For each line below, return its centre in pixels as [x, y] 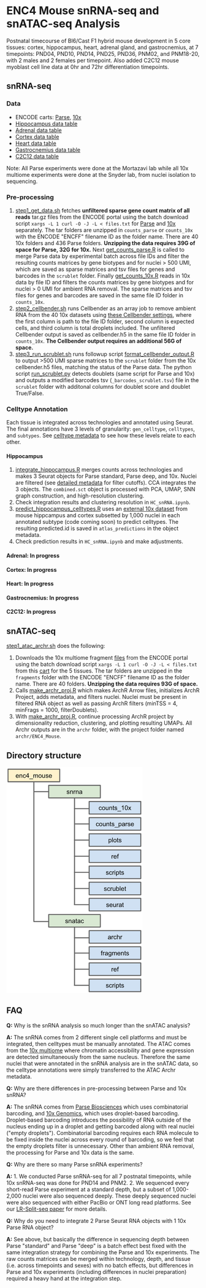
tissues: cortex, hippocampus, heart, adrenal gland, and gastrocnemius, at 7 [102, 47]
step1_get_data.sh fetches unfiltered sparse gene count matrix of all [102, 210]
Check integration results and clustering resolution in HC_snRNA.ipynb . [103, 502]
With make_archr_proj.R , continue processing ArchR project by [94, 717]
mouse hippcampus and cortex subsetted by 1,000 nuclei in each [97, 515]
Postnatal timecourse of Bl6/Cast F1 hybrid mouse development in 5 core [99, 41]
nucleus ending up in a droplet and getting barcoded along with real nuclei [100, 1126]
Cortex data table [37, 136]
